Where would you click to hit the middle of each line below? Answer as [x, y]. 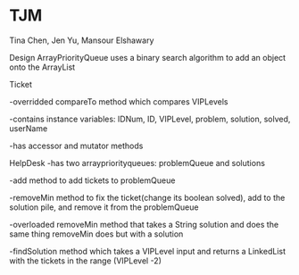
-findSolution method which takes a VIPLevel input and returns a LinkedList [147, 251]
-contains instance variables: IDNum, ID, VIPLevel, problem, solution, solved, [150, 119]
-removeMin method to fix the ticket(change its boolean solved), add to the [147, 197]
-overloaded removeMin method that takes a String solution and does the [144, 224]
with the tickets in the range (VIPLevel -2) [86, 261]
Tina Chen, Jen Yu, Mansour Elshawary [82, 40]
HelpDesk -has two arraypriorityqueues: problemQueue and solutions [137, 162]
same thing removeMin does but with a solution [96, 234]
